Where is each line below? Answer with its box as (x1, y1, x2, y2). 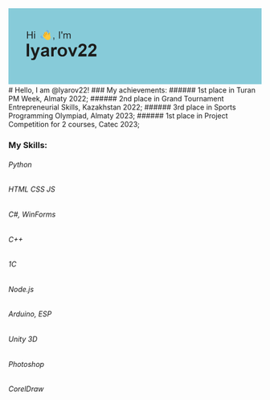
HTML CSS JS (8, 184, 56, 194)
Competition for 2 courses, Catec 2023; (8, 120, 141, 130)
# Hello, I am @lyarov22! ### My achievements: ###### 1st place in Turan (8, 85, 256, 95)
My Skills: (8, 140, 48, 151)
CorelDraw (8, 384, 44, 394)
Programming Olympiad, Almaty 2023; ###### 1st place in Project (8, 111, 228, 121)
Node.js (8, 284, 35, 294)
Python (8, 159, 32, 169)
